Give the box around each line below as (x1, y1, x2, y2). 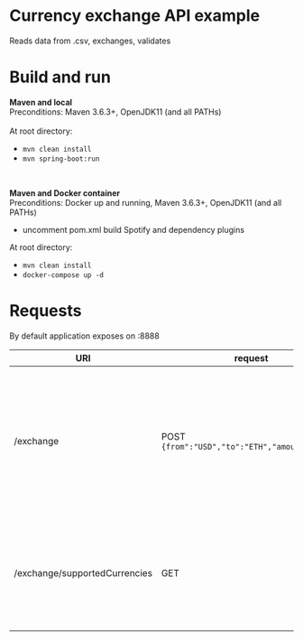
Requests (9, 301, 82, 321)
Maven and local (9, 97, 73, 107)
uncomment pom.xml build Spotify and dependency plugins (22, 224, 245, 235)
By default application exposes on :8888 (9, 330, 160, 341)
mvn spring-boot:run (22, 154, 100, 163)
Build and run (9, 67, 111, 88)
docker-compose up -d (22, 270, 104, 280)
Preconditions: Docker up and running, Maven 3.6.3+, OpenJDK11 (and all (9, 197, 282, 208)
